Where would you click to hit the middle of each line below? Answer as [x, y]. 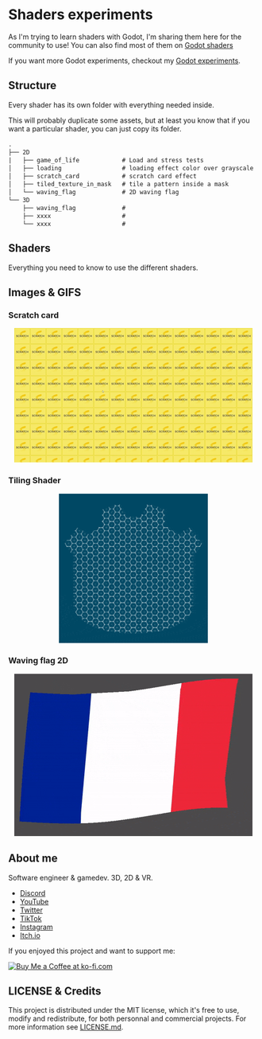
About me [33, 859]
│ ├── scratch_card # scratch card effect [102, 176]
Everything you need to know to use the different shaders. [103, 268]
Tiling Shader [35, 481]
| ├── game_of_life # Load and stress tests [106, 160]
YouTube [34, 901]
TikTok [31, 918]
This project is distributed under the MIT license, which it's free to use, [124, 1010]
